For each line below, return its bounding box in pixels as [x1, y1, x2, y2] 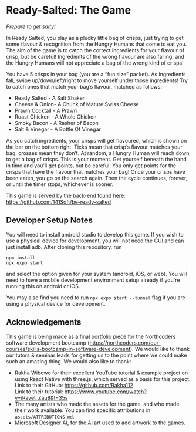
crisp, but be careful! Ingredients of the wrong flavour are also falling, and [6, 53, 185, 60]
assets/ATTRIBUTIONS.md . [14, 413, 75, 420]
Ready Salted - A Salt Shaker [14, 95, 85, 102]
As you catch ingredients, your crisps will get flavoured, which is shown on [6, 137, 187, 144]
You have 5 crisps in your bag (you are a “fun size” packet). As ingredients [6, 70, 186, 77]
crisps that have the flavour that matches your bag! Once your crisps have [6, 168, 186, 175]
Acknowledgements [6, 318, 82, 328]
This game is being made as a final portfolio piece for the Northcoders [6, 333, 176, 340]
